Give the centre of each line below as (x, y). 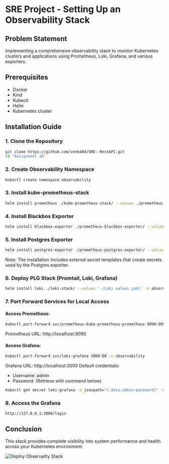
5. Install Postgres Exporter (39, 239)
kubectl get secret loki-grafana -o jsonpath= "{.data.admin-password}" (82, 390)
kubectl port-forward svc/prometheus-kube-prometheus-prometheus (75, 324)
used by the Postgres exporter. (37, 265)
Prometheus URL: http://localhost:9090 (46, 334)
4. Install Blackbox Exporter (39, 216)
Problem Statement (36, 39)
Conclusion (24, 429)
